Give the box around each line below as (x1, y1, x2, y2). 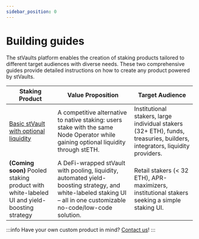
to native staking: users (57, 115, 123, 124)
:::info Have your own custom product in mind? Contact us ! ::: (6, 226, 156, 233)
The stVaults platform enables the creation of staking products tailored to (6, 54, 185, 61)
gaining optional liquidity (57, 138, 126, 146)
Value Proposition (67, 90, 119, 99)
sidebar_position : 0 (6, 8, 57, 15)
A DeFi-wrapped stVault (57, 159, 126, 167)
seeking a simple (134, 196, 181, 204)
